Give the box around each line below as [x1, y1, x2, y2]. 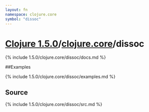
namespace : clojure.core [5, 12, 57, 17]
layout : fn [5, 7, 28, 12]
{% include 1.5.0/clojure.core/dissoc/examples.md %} [5, 74, 116, 80]
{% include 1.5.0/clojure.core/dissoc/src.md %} [5, 102, 103, 108]
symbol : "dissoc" [5, 16, 41, 21]
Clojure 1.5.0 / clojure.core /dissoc [5, 38, 145, 49]
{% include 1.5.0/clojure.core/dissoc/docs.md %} [5, 54, 106, 60]
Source [5, 88, 28, 97]
